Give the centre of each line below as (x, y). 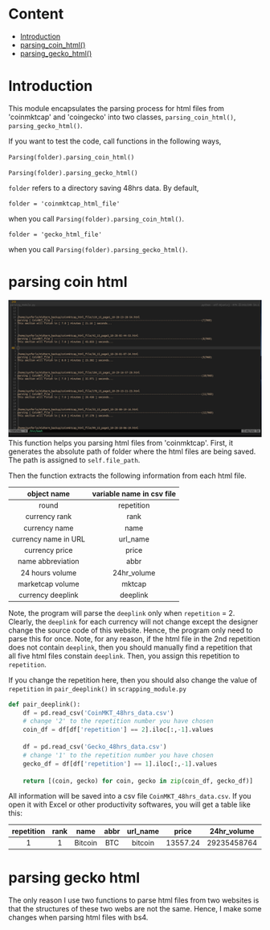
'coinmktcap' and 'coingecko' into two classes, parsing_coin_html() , (122, 117)
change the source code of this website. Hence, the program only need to (131, 630)
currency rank (49, 517)
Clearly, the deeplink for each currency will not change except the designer (133, 621)
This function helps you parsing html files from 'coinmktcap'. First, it (121, 443)
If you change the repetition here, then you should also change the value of (133, 680)
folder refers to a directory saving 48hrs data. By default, (104, 188)
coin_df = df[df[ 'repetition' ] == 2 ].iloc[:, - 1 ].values (119, 730)
